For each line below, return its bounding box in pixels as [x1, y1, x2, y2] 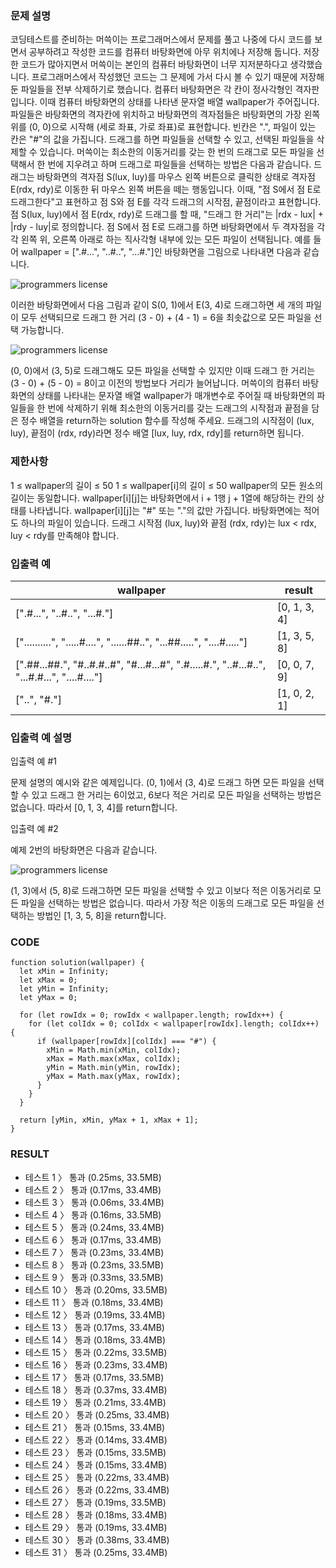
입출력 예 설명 [10, 730, 73, 744]
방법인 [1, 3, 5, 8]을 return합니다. [36, 910, 167, 922]
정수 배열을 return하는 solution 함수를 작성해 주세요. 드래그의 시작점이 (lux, [20, 415, 315, 427]
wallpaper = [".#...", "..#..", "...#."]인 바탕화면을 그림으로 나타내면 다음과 [20, 246, 302, 258]
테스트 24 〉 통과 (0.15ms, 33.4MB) [24, 1458, 168, 1471]
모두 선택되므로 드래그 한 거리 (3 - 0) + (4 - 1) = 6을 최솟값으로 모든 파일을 [20, 312, 312, 324]
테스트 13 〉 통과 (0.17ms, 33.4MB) [24, 1321, 165, 1333]
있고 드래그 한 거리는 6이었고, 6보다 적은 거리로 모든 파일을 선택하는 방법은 [31, 789, 322, 801]
